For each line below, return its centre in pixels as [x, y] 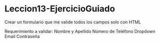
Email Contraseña [22, 36]
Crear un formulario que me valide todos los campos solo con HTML [73, 22]
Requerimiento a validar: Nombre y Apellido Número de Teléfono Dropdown [80, 31]
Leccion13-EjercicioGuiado [60, 9]
